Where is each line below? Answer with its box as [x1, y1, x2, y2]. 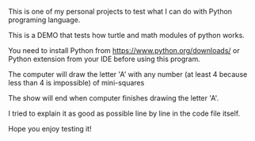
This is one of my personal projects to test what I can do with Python [8, 7, 232, 16]
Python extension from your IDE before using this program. [8, 55, 200, 63]
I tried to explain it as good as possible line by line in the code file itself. [8, 109, 241, 118]
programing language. [8, 15, 81, 25]
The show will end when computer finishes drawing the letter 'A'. [8, 93, 219, 102]
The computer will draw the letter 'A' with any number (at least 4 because [8, 70, 248, 78]
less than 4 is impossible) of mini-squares [8, 78, 145, 87]
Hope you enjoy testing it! [8, 124, 93, 133]
